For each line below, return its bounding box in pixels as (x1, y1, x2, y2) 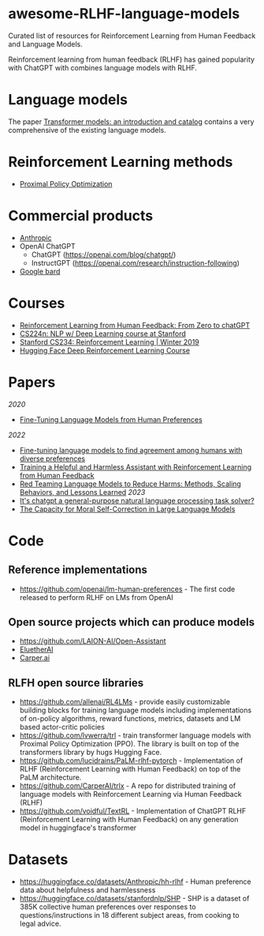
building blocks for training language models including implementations (19, 705, 252, 715)
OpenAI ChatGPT (19, 241, 76, 251)
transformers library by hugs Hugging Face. (19, 748, 162, 757)
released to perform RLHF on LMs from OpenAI (19, 592, 173, 602)
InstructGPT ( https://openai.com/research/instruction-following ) (31, 258, 240, 267)
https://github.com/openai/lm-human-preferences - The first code (19, 584, 236, 594)
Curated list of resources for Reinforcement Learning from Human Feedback (8, 31, 256, 40)
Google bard (19, 266, 61, 276)
